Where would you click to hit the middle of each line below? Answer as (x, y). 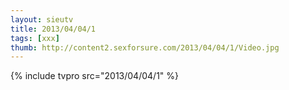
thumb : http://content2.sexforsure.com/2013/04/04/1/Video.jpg (145, 47)
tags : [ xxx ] (35, 38)
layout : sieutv (42, 19)
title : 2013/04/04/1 (53, 29)
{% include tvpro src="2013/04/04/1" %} (94, 76)
